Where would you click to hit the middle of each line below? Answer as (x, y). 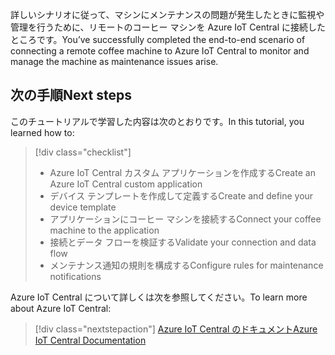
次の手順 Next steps (71, 95)
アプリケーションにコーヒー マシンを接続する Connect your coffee (185, 219)
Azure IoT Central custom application (126, 184)
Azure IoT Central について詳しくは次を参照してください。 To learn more (159, 297)
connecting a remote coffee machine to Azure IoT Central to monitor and (160, 51)
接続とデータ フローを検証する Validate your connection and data (183, 242)
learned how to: (42, 132)
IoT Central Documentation (90, 340)
